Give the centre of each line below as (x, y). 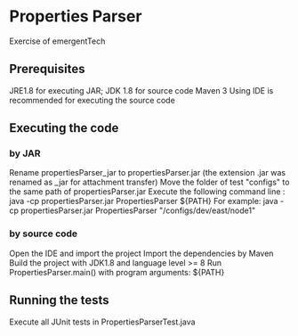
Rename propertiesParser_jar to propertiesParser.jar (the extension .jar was (148, 173)
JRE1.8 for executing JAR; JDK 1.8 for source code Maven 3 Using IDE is (141, 90)
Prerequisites (47, 69)
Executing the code (64, 128)
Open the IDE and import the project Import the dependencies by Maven (141, 253)
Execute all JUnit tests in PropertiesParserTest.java (102, 322)
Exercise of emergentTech (57, 41)
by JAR (25, 153)
